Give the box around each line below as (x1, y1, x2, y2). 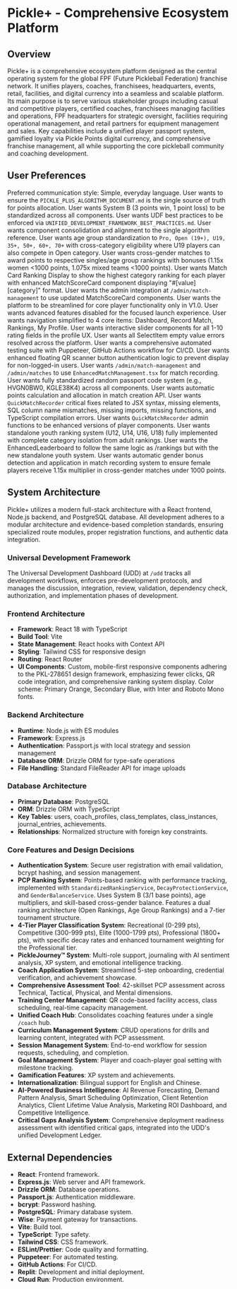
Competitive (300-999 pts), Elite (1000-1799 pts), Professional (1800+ (17, 928, 221, 937)
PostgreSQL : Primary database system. (17, 1207, 133, 1216)
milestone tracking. (17, 1064, 74, 1072)
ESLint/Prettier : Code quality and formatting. (17, 1245, 149, 1254)
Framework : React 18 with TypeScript (17, 625, 128, 633)
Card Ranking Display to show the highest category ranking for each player (7, 270, 226, 280)
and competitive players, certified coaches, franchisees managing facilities (7, 104, 226, 112)
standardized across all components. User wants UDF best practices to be (7, 210, 224, 220)
